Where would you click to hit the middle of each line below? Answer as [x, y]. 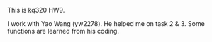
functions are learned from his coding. [63, 31]
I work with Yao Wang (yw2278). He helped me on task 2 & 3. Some [106, 23]
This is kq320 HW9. [36, 10]
